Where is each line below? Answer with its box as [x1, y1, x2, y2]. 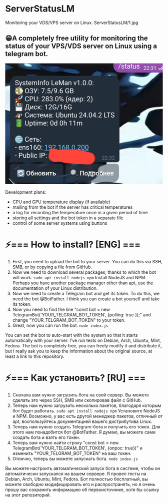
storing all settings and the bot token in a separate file [12, 215, 123, 221]
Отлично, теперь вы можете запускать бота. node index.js [12, 456, 138, 462]
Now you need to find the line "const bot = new [12, 306, 110, 313]
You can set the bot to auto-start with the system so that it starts [5, 332, 138, 338]
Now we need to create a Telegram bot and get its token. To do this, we [12, 291, 160, 297]
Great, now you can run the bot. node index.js [12, 322, 108, 328]
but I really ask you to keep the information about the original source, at [5, 348, 152, 354]
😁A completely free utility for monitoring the [5, 34, 148, 43]
